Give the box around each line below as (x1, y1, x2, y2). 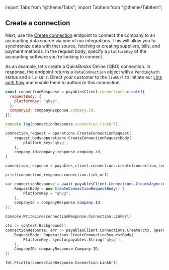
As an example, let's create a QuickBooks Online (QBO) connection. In (5, 63, 151, 70)
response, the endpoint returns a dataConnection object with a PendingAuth (5, 69, 160, 75)
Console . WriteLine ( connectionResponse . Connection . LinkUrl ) (5, 214, 132, 219)
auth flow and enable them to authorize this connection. (5, 79, 121, 85)
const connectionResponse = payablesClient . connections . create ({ (5, 89, 145, 94)
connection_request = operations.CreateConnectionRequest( (5, 130, 132, 136)
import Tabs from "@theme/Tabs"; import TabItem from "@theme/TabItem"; (5, 5, 162, 10)
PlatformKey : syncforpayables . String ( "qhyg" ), (23, 237, 123, 242)
